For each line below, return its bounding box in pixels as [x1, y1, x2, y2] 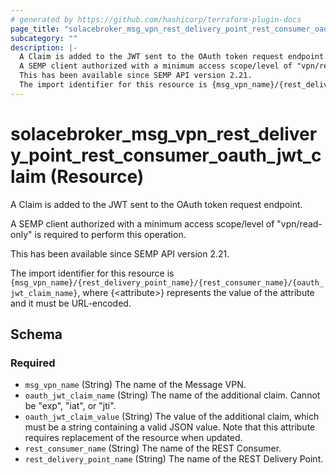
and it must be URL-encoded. [10, 297, 132, 309]
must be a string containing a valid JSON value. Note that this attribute [24, 421, 316, 433]
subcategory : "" [10, 33, 78, 43]
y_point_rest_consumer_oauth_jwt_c [10, 144, 322, 166]
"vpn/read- [276, 217, 323, 230]
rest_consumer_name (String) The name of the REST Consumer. [24, 442, 282, 455]
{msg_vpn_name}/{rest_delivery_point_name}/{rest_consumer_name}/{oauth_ [10, 277, 325, 288]
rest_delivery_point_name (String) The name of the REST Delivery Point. [24, 453, 324, 465]
